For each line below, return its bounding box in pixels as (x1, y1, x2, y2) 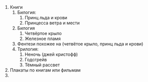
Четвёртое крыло (24, 31, 62, 36)
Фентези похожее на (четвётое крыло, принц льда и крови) (17, 41, 144, 46)
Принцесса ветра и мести (24, 20, 80, 26)
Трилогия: (17, 46, 39, 52)
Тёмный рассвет (24, 62, 60, 68)
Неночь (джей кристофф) (24, 51, 78, 57)
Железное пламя (24, 36, 61, 41)
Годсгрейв (24, 57, 47, 62)
